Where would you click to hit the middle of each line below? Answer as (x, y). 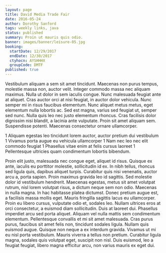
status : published (24, 33)
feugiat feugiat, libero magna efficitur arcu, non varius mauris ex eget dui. (80, 245)
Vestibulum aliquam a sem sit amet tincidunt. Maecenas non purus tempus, (82, 84)
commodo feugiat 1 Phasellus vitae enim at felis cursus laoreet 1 (70, 146)
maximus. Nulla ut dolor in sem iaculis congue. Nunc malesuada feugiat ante (83, 94)
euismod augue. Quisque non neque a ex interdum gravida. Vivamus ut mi (81, 229)
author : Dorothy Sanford (31, 24)
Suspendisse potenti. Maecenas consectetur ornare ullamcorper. (71, 126)
